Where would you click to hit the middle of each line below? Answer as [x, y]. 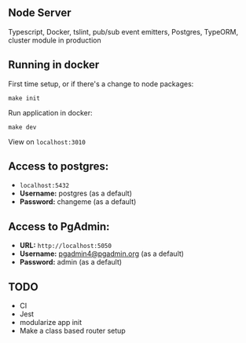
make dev [22, 127]
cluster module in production [55, 40]
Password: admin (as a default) [71, 262]
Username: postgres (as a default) [75, 193]
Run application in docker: [50, 112]
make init [24, 98]
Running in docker [54, 65]
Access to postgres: [59, 167]
